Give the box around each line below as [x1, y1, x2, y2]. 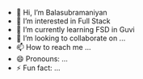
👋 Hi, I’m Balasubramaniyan [15, 8, 107, 17]
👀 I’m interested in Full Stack [15, 16, 111, 26]
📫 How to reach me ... [15, 43, 91, 52]
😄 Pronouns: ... [15, 54, 69, 64]
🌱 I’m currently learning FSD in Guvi [15, 25, 135, 34]
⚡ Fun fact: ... [15, 63, 61, 73]
